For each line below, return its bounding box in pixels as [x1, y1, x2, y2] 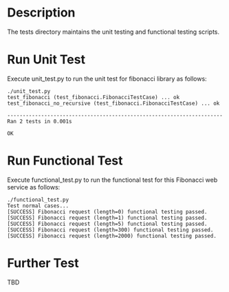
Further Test [7, 255, 79, 271]
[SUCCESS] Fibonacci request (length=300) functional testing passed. [7, 226, 214, 233]
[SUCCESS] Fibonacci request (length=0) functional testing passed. [7, 208, 208, 215]
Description [7, 5, 76, 21]
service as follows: [7, 182, 61, 191]
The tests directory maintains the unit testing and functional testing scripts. [7, 28, 220, 36]
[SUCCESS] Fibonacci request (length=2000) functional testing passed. [7, 232, 217, 239]
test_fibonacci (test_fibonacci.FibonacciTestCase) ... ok [7, 94, 180, 101]
